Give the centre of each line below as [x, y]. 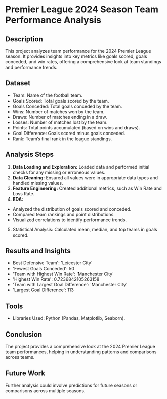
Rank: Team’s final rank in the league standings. [62, 139]
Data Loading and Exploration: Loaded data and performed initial [81, 167]
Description [24, 39]
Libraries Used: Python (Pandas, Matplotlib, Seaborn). [69, 318]
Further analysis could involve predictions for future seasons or [71, 385]
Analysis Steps [30, 155]
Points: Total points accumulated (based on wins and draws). [76, 127]
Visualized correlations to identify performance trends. [70, 220]
